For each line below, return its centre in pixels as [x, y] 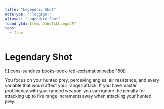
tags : [11, 28]
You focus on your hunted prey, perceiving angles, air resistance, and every [82, 80]
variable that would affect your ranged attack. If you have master [71, 85]
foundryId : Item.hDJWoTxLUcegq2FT [41, 23]
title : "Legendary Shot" [31, 10]
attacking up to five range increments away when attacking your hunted [78, 96]
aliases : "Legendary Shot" [33, 19]
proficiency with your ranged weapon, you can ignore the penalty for [75, 91]
